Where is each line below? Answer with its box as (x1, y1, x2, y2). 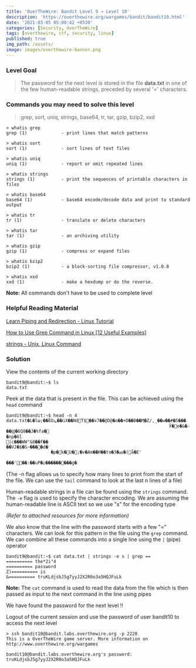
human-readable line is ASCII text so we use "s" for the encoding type (6, 500, 176, 508)
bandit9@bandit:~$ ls (6, 379, 59, 385)
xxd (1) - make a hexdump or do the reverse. (6, 279, 154, 285)
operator (6, 542, 28, 549)
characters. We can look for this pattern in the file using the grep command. (6, 529, 189, 537)
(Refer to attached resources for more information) (6, 512, 129, 519)
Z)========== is (6, 569, 46, 575)
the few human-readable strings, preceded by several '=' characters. (20, 86, 188, 93)
